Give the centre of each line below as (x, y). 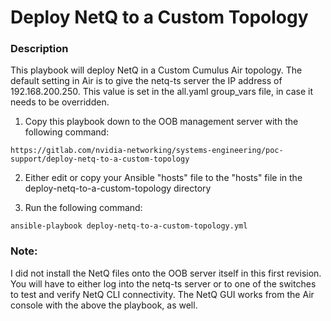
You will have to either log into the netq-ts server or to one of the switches (163, 283)
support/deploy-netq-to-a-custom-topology (100, 159)
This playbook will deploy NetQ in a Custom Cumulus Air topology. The (156, 70)
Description (39, 49)
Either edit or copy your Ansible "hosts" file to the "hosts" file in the (163, 178)
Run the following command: (83, 208)
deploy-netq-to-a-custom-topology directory (118, 188)
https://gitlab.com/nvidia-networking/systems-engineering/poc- (147, 151)
